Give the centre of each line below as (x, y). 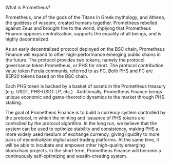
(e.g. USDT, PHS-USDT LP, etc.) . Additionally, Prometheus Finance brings (84, 91)
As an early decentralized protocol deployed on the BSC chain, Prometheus (85, 49)
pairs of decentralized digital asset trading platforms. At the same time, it (82, 140)
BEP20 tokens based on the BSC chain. (47, 76)
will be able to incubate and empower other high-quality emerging (75, 145)
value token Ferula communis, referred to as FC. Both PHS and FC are (79, 71)
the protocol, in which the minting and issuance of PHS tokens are (75, 118)
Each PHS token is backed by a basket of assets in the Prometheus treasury (85, 86)
